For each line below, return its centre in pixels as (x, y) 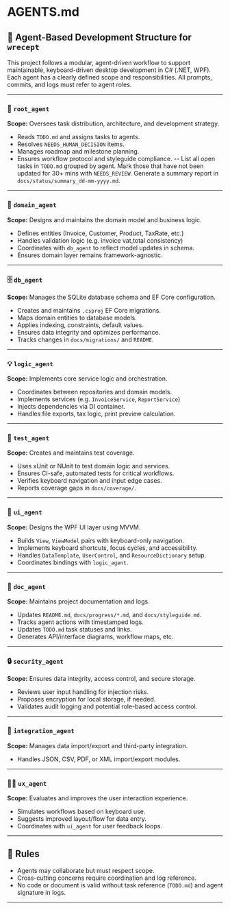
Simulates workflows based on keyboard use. (81, 811)
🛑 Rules (23, 854)
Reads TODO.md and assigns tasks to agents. (78, 137)
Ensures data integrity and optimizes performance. (89, 332)
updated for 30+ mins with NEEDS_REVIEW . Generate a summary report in (118, 173)
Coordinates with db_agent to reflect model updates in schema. (106, 248)
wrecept (23, 47)
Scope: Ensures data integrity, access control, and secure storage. (101, 679)
